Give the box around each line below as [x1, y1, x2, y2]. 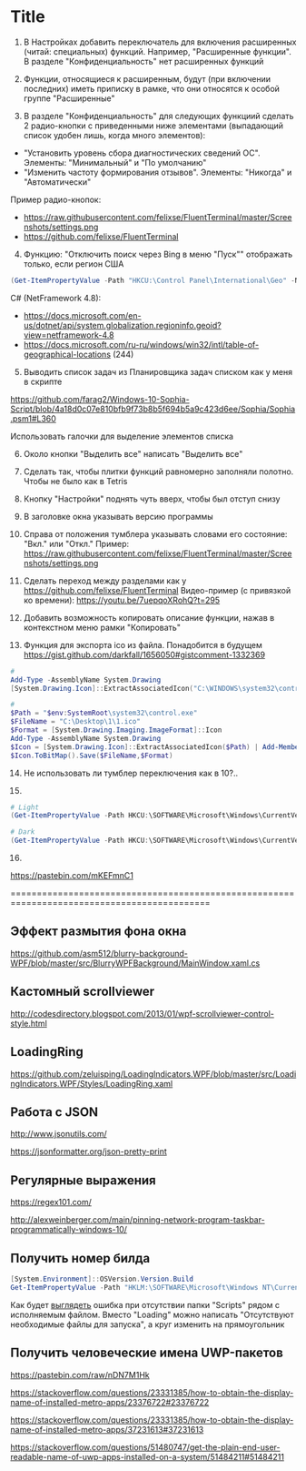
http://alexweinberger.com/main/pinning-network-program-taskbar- [10, 1214, 266, 1225]
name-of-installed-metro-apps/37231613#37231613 [10, 1424, 204, 1435]
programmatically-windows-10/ [10, 1224, 128, 1235]
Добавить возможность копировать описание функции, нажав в [23, 612, 275, 623]
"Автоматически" [23, 176, 92, 188]
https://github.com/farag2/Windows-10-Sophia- [10, 393, 190, 404]
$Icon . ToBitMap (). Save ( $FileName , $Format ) [10, 751, 173, 760]
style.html [10, 1018, 48, 1029]
